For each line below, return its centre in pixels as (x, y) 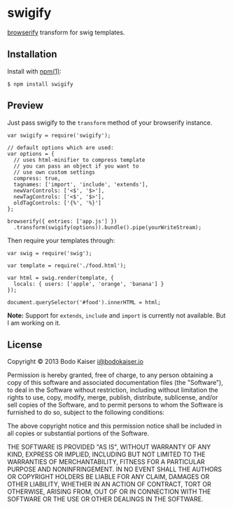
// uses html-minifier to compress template (79, 160)
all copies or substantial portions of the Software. (78, 433)
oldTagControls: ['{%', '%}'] (57, 203)
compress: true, (37, 178)
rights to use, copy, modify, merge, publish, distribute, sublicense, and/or (113, 398)
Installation (32, 54)
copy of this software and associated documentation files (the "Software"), (115, 383)
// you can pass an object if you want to (76, 166)
